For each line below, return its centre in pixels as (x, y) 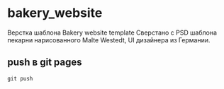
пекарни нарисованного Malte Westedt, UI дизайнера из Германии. (109, 40)
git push (20, 78)
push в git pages (45, 63)
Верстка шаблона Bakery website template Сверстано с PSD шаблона (112, 32)
